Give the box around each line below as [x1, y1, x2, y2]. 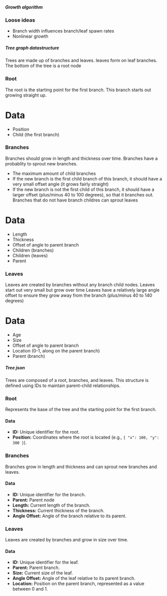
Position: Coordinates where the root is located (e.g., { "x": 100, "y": [12, 434, 159, 441]
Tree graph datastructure [5, 45, 59, 51]
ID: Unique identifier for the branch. [12, 491, 86, 497]
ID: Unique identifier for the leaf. [12, 559, 79, 565]
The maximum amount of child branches [12, 170, 96, 176]
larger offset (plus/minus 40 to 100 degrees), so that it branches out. [12, 191, 154, 197]
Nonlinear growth [12, 33, 48, 40]
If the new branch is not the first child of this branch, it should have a [12, 186, 154, 192]
